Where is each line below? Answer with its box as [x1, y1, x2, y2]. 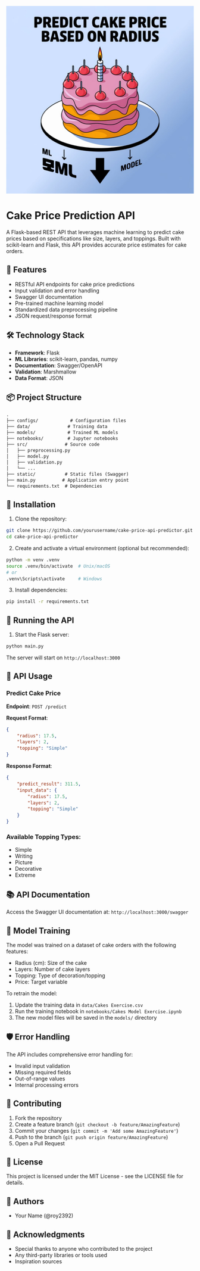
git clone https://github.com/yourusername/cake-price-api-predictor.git [6, 528, 193, 534]
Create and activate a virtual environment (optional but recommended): [14, 544, 189, 552]
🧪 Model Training [6, 926, 70, 936]
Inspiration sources [14, 1258, 62, 1265]
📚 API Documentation [6, 889, 90, 899]
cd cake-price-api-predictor [6, 534, 79, 540]
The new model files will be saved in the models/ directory [14, 1014, 157, 1021]
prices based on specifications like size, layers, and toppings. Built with [6, 235, 182, 242]
